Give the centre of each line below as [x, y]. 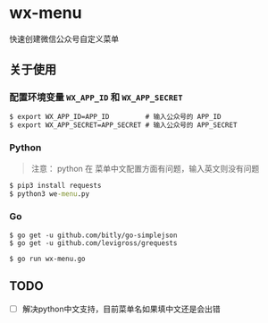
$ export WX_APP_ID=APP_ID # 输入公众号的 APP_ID [115, 116]
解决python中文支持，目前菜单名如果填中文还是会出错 [121, 309]
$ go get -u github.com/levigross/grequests [93, 243]
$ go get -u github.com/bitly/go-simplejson [93, 235]
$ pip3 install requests [55, 185]
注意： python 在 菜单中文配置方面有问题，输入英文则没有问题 [145, 168]
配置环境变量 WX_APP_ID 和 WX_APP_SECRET [96, 98]
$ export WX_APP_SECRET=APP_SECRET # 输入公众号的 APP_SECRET [123, 125]
